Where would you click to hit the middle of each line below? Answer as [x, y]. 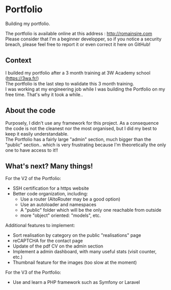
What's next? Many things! [49, 166]
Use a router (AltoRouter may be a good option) [70, 199]
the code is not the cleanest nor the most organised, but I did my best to [81, 128]
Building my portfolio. [28, 24]
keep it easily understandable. [37, 133]
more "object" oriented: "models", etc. [60, 215]
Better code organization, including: [50, 194]
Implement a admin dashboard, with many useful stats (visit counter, [84, 252]
